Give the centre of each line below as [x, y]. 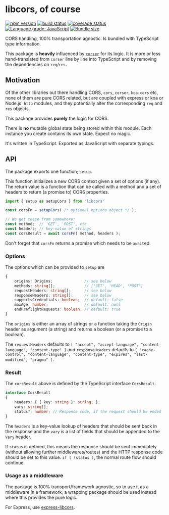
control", [16, 354]
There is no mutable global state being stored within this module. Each [78, 128]
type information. [23, 43]
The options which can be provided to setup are [55, 267]
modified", [17, 360]
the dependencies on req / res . [36, 64]
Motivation [23, 80]
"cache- [147, 350]
